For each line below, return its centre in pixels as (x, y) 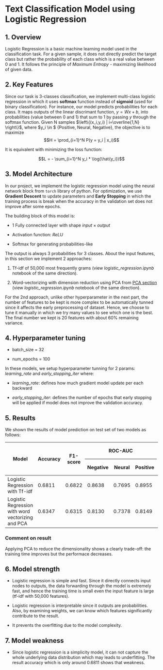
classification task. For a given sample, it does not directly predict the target (81, 54)
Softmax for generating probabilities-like (52, 244)
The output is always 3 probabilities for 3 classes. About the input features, (80, 253)
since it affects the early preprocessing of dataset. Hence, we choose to (77, 307)
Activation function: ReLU (38, 234)
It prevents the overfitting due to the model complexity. (67, 625)
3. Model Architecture (39, 174)
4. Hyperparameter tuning (45, 338)
